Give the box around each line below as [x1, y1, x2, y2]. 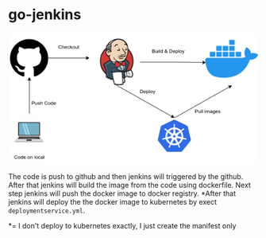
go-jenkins [8, 6, 82, 24]
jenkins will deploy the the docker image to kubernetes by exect [8, 197, 217, 207]
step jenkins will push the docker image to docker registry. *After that [8, 189, 237, 198]
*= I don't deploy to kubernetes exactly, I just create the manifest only [8, 221, 237, 231]
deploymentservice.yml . [8, 205, 86, 216]
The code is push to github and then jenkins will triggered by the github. [8, 172, 244, 181]
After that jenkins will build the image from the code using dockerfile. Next [8, 181, 252, 190]
